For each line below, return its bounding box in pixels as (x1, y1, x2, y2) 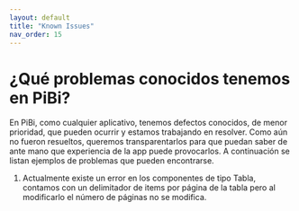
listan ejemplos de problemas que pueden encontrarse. (9, 155, 214, 166)
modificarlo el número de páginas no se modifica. (22, 192, 207, 203)
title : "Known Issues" (9, 22, 95, 31)
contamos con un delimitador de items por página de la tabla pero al (22, 182, 276, 193)
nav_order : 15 (9, 30, 63, 39)
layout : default (9, 13, 70, 22)
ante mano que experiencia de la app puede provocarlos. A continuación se (9, 145, 291, 157)
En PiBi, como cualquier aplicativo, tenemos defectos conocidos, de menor (9, 118, 288, 128)
